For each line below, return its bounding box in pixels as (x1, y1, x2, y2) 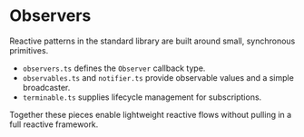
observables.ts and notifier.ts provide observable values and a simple (22, 72, 295, 83)
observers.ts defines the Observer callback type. (22, 63, 206, 73)
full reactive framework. (9, 119, 99, 130)
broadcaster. (22, 82, 71, 93)
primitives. (9, 44, 49, 55)
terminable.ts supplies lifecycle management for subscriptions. (22, 92, 262, 103)
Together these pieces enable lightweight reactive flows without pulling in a (9, 109, 292, 120)
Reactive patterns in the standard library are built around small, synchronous (9, 35, 296, 46)
